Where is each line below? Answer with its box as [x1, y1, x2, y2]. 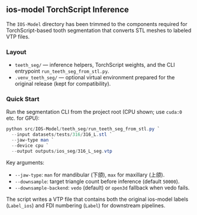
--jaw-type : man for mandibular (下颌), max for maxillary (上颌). [14, 171, 165, 178]
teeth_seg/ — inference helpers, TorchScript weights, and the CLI [14, 62, 176, 69]
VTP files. [6, 33, 30, 40]
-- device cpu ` [11, 143, 49, 149]
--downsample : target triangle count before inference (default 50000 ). [14, 178, 180, 185]
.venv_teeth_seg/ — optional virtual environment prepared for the [14, 74, 175, 81]
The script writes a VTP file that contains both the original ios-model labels [6, 195, 189, 203]
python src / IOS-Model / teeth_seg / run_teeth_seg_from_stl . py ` [6, 126, 160, 132]
